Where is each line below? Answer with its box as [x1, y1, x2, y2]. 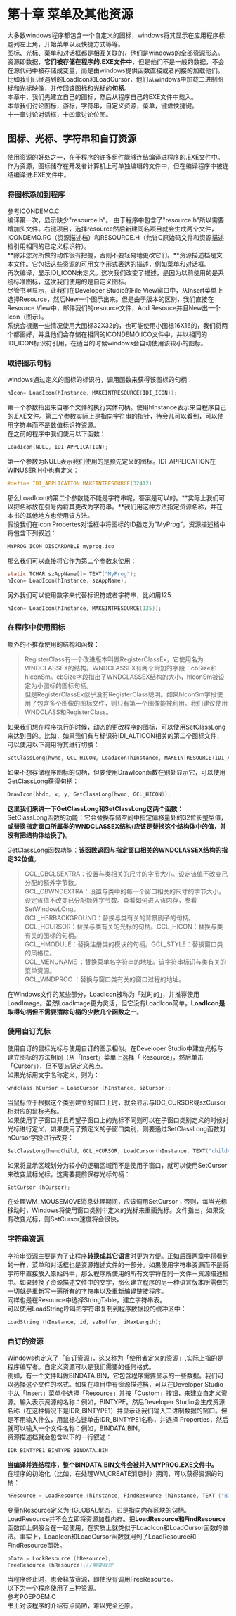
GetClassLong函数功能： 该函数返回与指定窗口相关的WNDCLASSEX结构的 [7, 846, 222, 854]
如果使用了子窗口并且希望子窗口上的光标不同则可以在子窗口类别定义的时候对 [7, 1116, 229, 1124]
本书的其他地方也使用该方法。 [7, 511, 93, 519]
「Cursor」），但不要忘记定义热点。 [7, 1062, 107, 1070]
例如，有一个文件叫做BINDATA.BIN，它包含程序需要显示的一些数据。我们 [7, 1371, 218, 1380]
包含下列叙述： [13, 528, 57, 537]
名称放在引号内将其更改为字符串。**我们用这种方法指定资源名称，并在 [19, 502, 223, 511]
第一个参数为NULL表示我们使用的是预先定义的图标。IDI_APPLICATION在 [7, 457, 216, 466]
